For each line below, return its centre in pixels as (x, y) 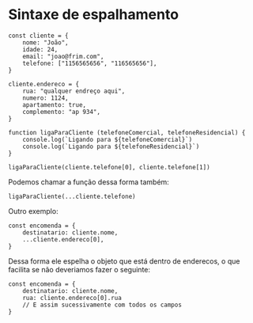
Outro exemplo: (33, 211)
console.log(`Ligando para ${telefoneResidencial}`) (111, 146)
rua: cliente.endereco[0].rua (72, 298)
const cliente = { (38, 36)
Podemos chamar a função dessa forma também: (89, 182)
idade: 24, (40, 49)
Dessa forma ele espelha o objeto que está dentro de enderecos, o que (124, 261)
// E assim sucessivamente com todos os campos (102, 305)
